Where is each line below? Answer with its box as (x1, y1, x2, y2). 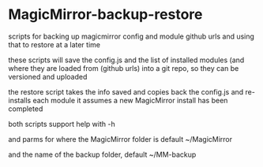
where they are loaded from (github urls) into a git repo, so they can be (8, 63, 239, 72)
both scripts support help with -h (8, 119, 116, 128)
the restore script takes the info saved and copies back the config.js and (8, 87, 244, 96)
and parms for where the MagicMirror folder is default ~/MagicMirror (8, 134, 233, 143)
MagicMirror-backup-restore (8, 6, 203, 24)
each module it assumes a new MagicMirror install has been (32, 95, 228, 105)
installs (8, 95, 32, 105)
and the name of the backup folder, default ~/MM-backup (8, 150, 197, 159)
